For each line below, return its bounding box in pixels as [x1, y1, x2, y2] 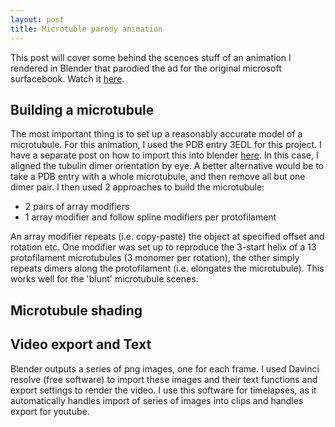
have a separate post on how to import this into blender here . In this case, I [10, 149, 319, 161]
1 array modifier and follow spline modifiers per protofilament [24, 211, 277, 223]
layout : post [10, 14, 65, 25]
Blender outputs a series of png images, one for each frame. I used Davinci [10, 362, 320, 375]
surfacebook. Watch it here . [10, 72, 125, 85]
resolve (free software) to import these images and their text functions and [10, 373, 318, 385]
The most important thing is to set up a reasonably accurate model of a [10, 128, 303, 140]
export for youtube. [10, 405, 90, 417]
